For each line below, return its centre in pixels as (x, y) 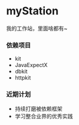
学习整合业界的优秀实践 (44, 116)
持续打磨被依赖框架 (39, 108)
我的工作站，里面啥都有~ (37, 28)
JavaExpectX (31, 65)
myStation (32, 11)
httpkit (23, 78)
